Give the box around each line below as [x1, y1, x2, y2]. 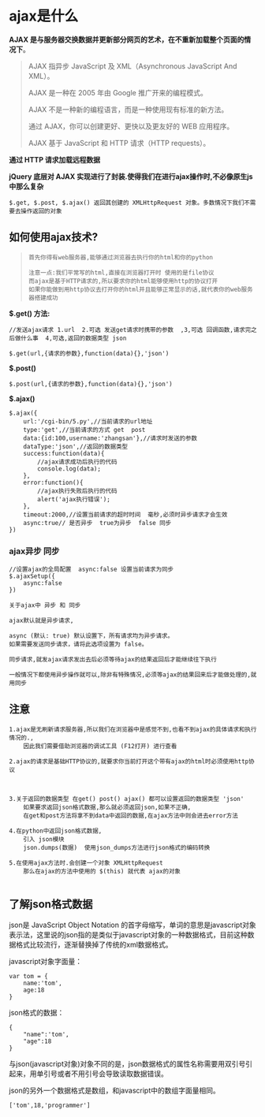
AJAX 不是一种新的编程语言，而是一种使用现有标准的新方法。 [28, 104, 229, 114]
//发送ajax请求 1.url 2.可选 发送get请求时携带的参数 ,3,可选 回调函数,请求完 [9, 326, 252, 333]
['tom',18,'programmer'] [9, 1101, 91, 1109]
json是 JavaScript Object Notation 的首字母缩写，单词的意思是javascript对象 [9, 920, 256, 929]
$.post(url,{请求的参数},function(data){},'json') [9, 380, 173, 388]
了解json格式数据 [9, 898, 93, 911]
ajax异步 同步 [9, 545, 60, 557]
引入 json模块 [23, 835, 65, 843]
